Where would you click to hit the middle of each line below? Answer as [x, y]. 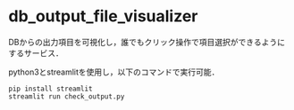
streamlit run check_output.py [67, 96]
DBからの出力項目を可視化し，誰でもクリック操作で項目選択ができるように [147, 42]
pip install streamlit [50, 89]
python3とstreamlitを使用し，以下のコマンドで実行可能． [114, 72]
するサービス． [36, 53]
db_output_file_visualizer [103, 16]
